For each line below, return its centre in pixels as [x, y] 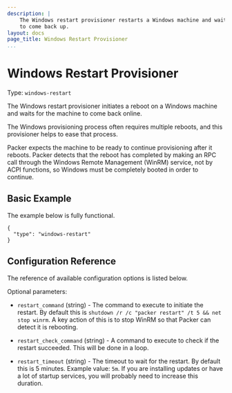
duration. [30, 383]
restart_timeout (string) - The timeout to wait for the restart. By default [119, 361]
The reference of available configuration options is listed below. [98, 278]
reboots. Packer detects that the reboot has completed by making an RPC [112, 155]
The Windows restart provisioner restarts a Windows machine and [116, 20]
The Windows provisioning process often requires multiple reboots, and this [115, 127]
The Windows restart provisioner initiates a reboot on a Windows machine [112, 106]
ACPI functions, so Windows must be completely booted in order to [103, 170]
